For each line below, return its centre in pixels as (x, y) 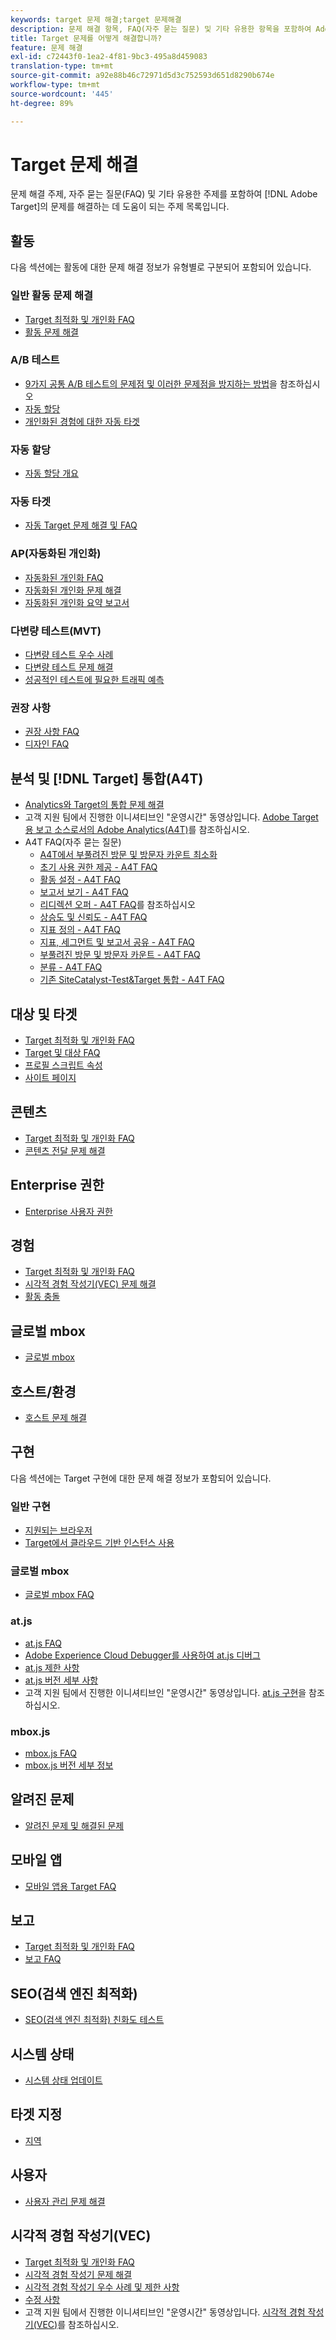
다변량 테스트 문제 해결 (69, 667)
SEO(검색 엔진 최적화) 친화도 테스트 (94, 2020)
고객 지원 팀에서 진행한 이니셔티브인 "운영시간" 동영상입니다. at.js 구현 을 (165, 1692)
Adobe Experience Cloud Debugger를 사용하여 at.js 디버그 (142, 1655)
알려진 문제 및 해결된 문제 (74, 1825)
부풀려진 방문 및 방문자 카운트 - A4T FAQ (120, 955)
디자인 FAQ (47, 744)
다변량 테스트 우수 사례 (69, 655)
